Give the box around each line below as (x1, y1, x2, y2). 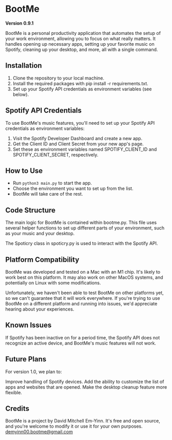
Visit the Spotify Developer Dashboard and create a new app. (12, 135, 143, 141)
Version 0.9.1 (5, 20, 34, 26)
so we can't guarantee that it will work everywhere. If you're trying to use (5, 295, 160, 301)
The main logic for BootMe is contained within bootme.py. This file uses (5, 219, 157, 226)
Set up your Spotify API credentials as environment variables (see (12, 86, 152, 92)
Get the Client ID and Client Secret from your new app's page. (12, 141, 144, 147)
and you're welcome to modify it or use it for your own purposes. (5, 423, 143, 429)
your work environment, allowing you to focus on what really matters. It (5, 35, 156, 42)
